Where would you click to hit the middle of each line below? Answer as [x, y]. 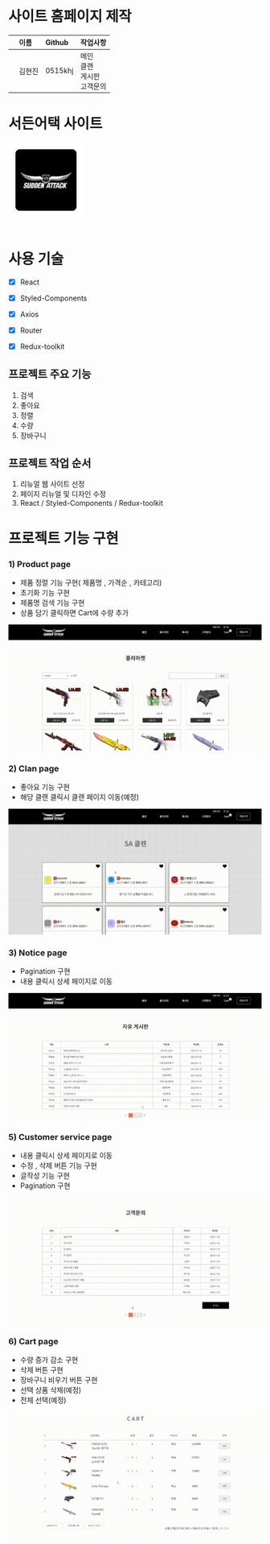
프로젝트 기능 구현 [63, 538]
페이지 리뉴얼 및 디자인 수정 [63, 494]
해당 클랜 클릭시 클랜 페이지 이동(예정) [79, 797]
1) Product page [40, 564]
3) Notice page [38, 953]
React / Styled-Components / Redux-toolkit [91, 503]
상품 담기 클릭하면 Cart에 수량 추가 [74, 612]
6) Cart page [33, 1341]
